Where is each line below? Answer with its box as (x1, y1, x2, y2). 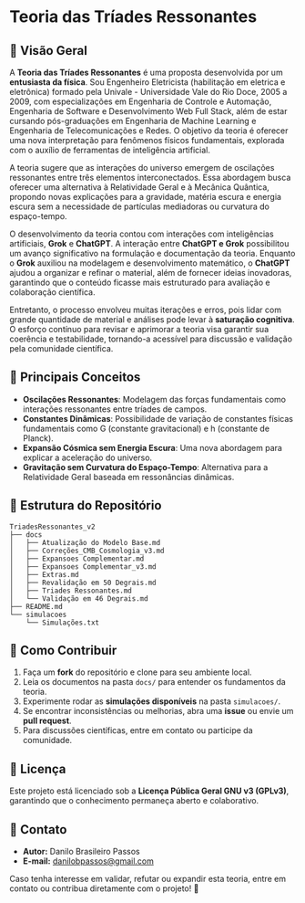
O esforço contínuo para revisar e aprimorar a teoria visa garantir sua (9, 324, 269, 334)
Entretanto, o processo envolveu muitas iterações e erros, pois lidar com (9, 304, 282, 315)
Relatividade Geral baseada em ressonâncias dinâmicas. (22, 471, 235, 482)
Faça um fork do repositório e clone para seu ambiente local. (22, 667, 252, 677)
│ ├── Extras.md (9, 570, 79, 579)
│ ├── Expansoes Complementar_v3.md (9, 562, 157, 572)
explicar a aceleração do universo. (22, 452, 153, 463)
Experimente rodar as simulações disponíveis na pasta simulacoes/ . (22, 696, 280, 707)
